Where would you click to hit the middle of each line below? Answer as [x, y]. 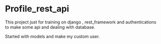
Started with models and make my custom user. [52, 36]
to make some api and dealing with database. [50, 27]
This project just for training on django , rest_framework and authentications [81, 22]
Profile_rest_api [37, 9]
